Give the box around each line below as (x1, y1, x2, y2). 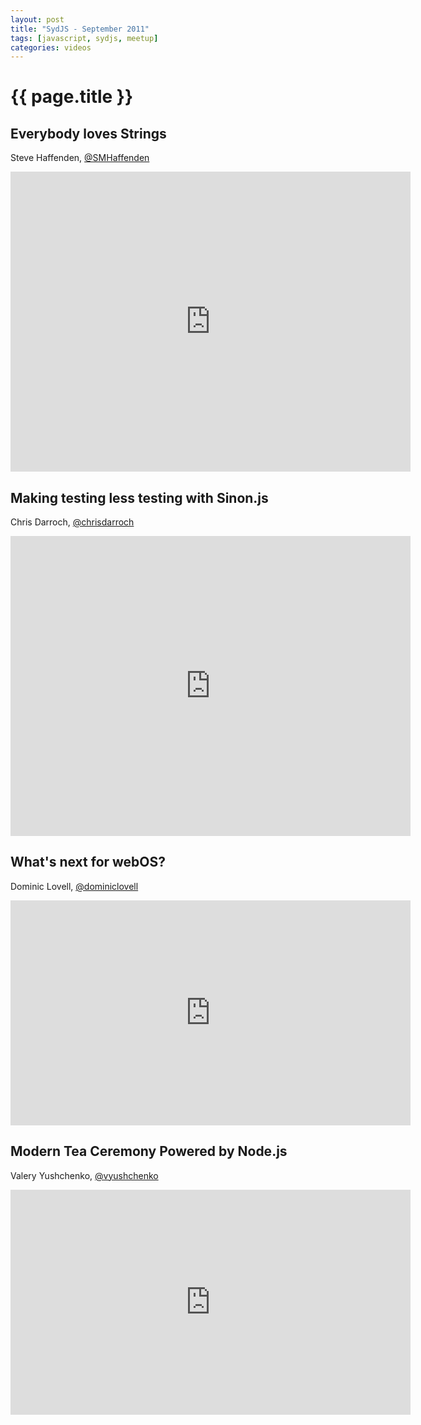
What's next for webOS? (10, 854, 167, 871)
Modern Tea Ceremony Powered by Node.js (10, 1143, 288, 1160)
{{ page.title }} (10, 86, 134, 108)
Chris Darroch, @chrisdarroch (10, 516, 135, 528)
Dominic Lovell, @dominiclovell (10, 880, 139, 892)
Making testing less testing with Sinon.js (10, 489, 269, 506)
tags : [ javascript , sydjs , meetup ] (10, 33, 159, 43)
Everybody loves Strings (10, 125, 167, 142)
